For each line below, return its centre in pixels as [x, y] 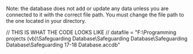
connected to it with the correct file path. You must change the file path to [95, 15]
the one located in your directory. [46, 21]
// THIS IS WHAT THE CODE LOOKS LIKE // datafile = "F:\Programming [91, 32]
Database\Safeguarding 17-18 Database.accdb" [63, 45]
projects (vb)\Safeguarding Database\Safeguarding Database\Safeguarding [97, 38]
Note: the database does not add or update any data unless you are [87, 9]
